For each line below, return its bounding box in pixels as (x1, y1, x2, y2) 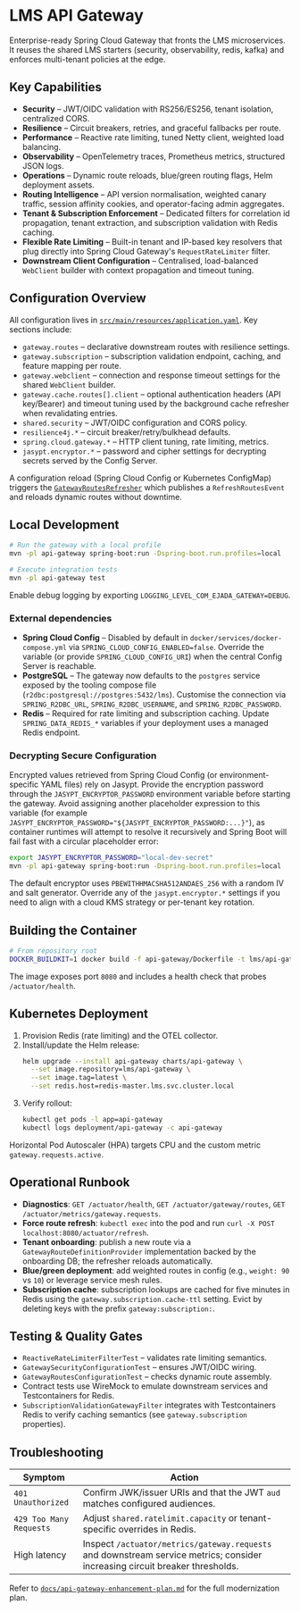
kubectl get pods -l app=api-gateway (21, 1115, 163, 1124)
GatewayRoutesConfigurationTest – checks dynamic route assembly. (21, 1372, 272, 1382)
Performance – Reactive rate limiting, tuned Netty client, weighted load (21, 131, 284, 143)
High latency (13, 1549, 67, 1561)
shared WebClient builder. (21, 379, 116, 389)
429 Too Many (13, 1515, 70, 1524)
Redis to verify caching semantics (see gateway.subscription (21, 1409, 248, 1420)
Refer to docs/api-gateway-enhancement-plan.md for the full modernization (9, 1583, 279, 1594)
